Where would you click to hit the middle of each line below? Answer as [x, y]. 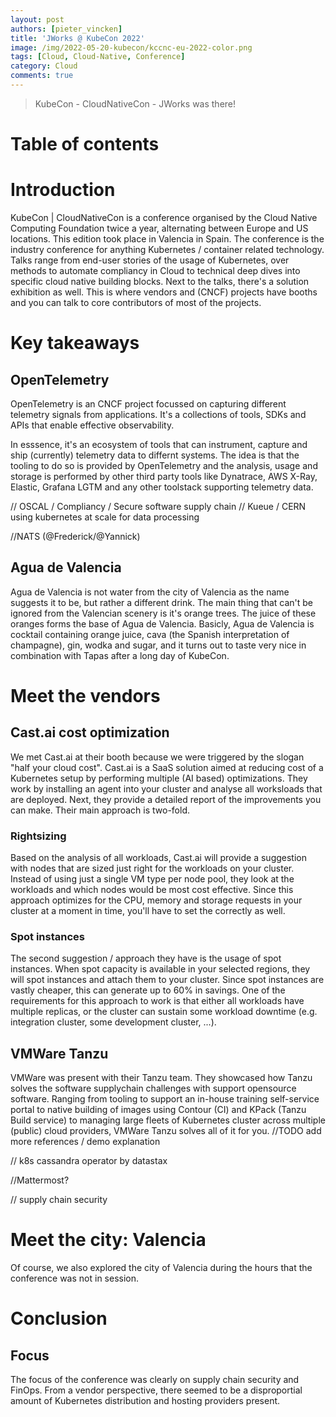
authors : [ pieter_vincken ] [66, 29]
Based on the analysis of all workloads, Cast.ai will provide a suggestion [158, 858]
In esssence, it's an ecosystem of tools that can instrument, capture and [159, 444]
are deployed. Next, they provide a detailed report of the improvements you [166, 799]
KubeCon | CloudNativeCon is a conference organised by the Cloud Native [164, 217]
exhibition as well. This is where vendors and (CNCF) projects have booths [164, 292]
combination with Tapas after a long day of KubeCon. [120, 655]
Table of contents [85, 144]
